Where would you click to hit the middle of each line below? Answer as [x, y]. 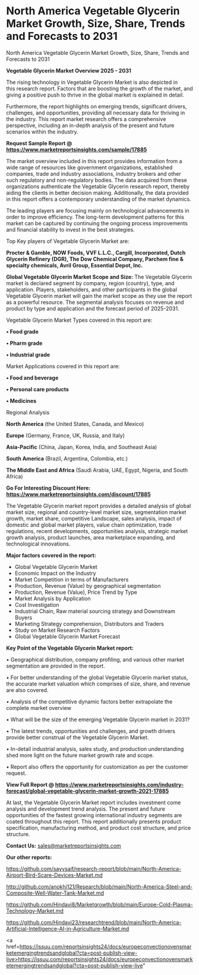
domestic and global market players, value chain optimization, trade [89, 525]
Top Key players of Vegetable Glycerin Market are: [68, 241]
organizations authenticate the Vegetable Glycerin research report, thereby [98, 186]
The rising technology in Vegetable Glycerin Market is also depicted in [92, 82]
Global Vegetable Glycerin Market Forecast [67, 636]
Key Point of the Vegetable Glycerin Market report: [70, 648]
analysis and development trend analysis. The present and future [86, 809]
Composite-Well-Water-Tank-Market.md [55, 893]
